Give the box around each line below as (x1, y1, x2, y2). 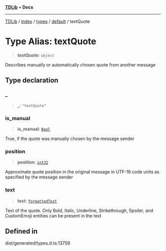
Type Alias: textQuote (5, 36, 96, 47)
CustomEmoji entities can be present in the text (5, 213, 101, 219)
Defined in (5, 227, 38, 235)
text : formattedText (17, 198, 57, 204)
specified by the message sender (5, 174, 73, 180)
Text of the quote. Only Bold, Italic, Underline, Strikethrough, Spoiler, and (5, 207, 153, 213)
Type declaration (5, 76, 58, 85)
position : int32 (17, 159, 48, 165)
